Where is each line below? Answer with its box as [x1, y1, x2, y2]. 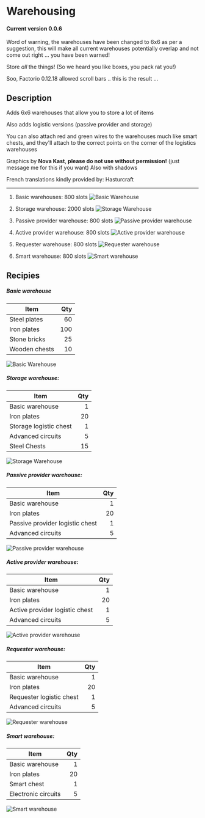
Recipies [6, 270, 40, 280]
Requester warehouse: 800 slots [15, 241, 98, 248]
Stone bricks [9, 335, 46, 343]
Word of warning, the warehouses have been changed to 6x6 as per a [6, 38, 182, 46]
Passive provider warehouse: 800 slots [15, 217, 113, 224]
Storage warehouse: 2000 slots [15, 205, 95, 213]
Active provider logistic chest [9, 606, 93, 615]
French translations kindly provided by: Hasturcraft [6, 176, 134, 183]
